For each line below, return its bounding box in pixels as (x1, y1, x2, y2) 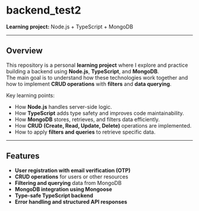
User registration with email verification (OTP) (14, 167, 131, 174)
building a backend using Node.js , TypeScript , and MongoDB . (6, 67, 159, 74)
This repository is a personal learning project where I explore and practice (6, 61, 188, 69)
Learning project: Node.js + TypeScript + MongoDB (6, 23, 133, 30)
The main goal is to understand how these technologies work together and (6, 74, 188, 81)
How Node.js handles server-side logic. (14, 103, 113, 110)
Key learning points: (6, 92, 55, 99)
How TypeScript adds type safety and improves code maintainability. (14, 109, 185, 116)
